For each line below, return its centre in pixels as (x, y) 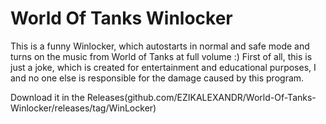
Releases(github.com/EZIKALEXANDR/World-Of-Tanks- (201, 97)
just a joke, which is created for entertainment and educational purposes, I (163, 67)
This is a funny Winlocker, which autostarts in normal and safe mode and (160, 46)
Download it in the (47, 97)
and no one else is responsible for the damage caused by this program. (157, 78)
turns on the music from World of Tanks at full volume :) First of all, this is (161, 56)
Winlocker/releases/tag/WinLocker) (83, 108)
